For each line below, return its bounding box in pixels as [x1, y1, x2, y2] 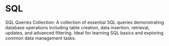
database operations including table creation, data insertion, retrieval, [5, 24, 150, 30]
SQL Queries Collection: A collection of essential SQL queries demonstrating [5, 19, 164, 25]
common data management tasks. [5, 35, 76, 41]
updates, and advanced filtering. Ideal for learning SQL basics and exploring [5, 30, 164, 36]
